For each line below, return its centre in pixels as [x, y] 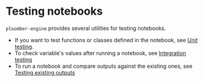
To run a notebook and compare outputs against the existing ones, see [104, 66]
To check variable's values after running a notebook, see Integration [100, 53]
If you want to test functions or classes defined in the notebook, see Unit [106, 40]
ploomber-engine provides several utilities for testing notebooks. [86, 28]
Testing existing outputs [45, 72]
